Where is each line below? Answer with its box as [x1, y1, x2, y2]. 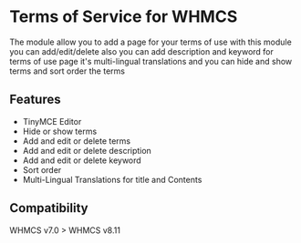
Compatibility [9, 200, 88, 216]
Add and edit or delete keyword [22, 155, 141, 166]
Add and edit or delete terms [22, 135, 131, 147]
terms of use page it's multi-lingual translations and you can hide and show [9, 56, 293, 66]
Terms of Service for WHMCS [9, 6, 238, 27]
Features [9, 92, 61, 107]
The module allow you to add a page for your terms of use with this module [9, 36, 292, 47]
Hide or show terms [22, 126, 98, 137]
